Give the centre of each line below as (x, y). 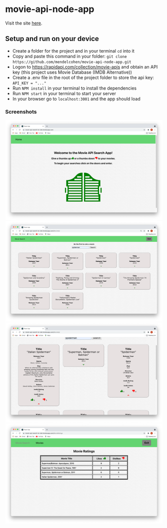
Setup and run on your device (52, 39)
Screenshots (21, 112)
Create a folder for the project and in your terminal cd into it (73, 51)
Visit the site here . (24, 23)
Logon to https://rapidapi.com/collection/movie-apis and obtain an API (85, 67)
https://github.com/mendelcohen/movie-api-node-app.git (72, 62)
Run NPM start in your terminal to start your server (64, 93)
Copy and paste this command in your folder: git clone (69, 56)
